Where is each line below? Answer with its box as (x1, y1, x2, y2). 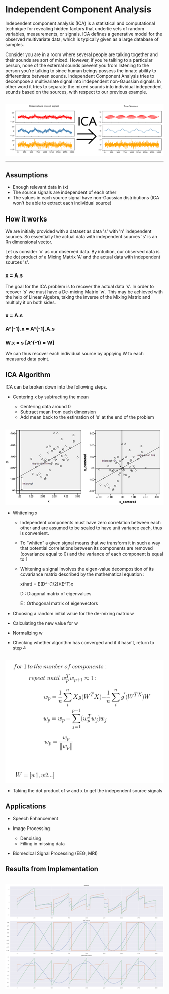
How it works (5, 214, 47, 223)
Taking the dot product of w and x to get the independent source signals (12, 787, 162, 793)
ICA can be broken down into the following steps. (5, 384, 107, 390)
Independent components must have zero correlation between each (20, 520, 161, 526)
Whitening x (12, 510, 38, 516)
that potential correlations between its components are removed (20, 545, 153, 551)
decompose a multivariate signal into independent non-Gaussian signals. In (5, 78, 161, 84)
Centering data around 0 (20, 404, 71, 410)
